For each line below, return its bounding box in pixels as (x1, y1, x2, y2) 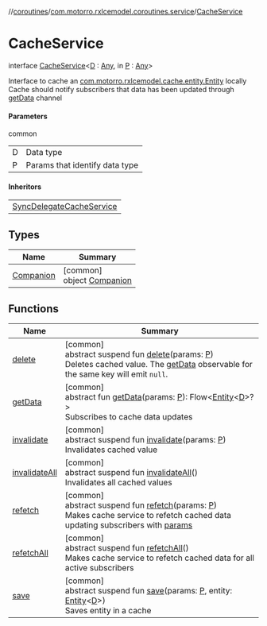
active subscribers (64, 562, 134, 573)
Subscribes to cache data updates (64, 411, 193, 422)
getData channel (8, 93, 62, 102)
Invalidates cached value (64, 444, 158, 455)
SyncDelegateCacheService (12, 201, 118, 212)
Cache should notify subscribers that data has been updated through (8, 84, 234, 94)
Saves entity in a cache (64, 605, 152, 616)
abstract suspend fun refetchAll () (64, 542, 189, 553)
